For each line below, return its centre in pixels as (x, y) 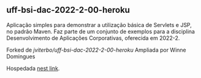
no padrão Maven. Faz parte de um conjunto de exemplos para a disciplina (100, 31)
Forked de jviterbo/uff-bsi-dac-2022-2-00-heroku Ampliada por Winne (97, 50)
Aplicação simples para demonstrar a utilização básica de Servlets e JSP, (99, 25)
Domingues (21, 56)
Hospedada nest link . (33, 68)
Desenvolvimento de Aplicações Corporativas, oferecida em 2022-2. (93, 38)
